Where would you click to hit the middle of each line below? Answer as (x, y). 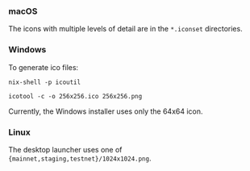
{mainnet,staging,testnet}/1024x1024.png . (80, 158)
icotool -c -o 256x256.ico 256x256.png (75, 96)
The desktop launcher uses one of (65, 149)
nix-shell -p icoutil (45, 82)
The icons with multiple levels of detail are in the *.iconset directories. (126, 29)
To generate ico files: (44, 67)
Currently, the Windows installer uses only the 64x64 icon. (106, 111)
